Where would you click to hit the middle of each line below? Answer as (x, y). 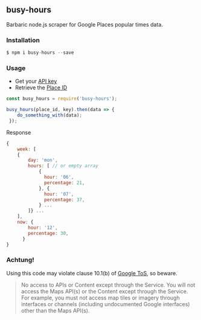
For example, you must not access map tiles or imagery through (100, 298)
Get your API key (36, 82)
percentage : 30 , (48, 233)
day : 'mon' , (43, 160)
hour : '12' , (43, 228)
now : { (25, 222)
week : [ (27, 149)
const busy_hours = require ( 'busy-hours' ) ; (62, 99)
